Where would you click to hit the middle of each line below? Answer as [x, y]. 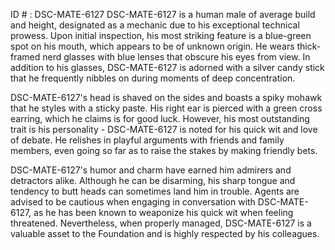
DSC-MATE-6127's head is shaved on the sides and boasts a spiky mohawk [166, 97]
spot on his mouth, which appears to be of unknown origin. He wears [152, 46]
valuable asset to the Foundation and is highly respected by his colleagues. [165, 233]
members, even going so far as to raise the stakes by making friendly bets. [164, 150]
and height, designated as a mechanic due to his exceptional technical [155, 25]
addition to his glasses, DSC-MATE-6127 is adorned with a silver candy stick [167, 67]
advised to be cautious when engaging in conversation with [133, 202]
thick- [309, 46]
